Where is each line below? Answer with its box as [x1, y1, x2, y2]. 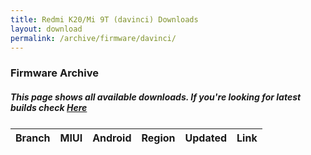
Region [141, 131, 176, 145]
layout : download [10, 24, 83, 34]
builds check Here [10, 101, 88, 113]
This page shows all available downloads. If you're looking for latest [10, 91, 302, 103]
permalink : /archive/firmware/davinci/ [10, 33, 177, 43]
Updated [184, 131, 228, 145]
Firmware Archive [10, 66, 99, 80]
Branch [15, 131, 51, 145]
